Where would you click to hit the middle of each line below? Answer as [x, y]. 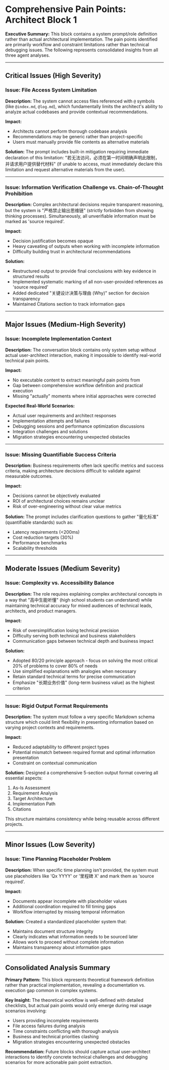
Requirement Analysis [35, 793]
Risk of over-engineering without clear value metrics [67, 506]
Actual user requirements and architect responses [64, 415]
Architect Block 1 [41, 20]
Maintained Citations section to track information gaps [69, 304]
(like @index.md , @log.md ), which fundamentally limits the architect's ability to [84, 106]
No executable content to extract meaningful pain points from [76, 380]
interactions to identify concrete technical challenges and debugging [76, 1057]
